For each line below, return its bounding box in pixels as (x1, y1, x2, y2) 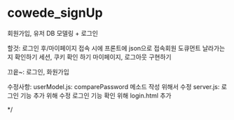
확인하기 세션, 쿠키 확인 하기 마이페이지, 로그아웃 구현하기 (14, 53, 172, 61)
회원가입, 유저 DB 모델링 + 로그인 (7, 29, 98, 37)
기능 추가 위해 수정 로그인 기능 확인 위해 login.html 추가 (20, 91, 172, 100)
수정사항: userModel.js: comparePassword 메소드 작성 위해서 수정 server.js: (7, 82, 220, 91)
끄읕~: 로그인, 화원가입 (7, 67, 70, 76)
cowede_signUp (7, 5, 103, 21)
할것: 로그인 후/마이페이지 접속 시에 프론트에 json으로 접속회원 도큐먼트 (7, 44, 201, 52)
